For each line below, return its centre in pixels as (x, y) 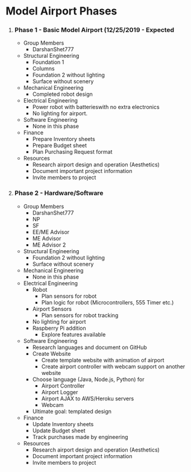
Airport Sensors (52, 309)
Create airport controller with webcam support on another (113, 367)
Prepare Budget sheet (60, 145)
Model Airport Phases (61, 11)
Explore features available (74, 334)
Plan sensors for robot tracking (80, 315)
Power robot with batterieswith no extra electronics (96, 107)
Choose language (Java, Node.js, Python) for (88, 379)
